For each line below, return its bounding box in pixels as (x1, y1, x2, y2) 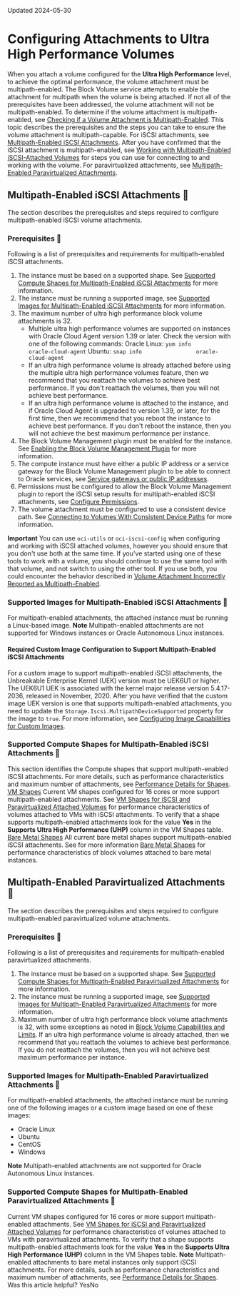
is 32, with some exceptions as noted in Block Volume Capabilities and (17, 1023, 225, 1031)
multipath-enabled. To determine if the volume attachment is (7, 107, 185, 116)
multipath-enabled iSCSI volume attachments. (7, 216, 143, 224)
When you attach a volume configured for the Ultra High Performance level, (7, 69, 232, 78)
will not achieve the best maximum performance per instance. (28, 429, 210, 438)
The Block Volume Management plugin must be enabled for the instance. (17, 437, 233, 446)
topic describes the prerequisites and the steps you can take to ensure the (7, 123, 226, 131)
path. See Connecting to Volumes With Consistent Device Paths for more (17, 513, 233, 521)
